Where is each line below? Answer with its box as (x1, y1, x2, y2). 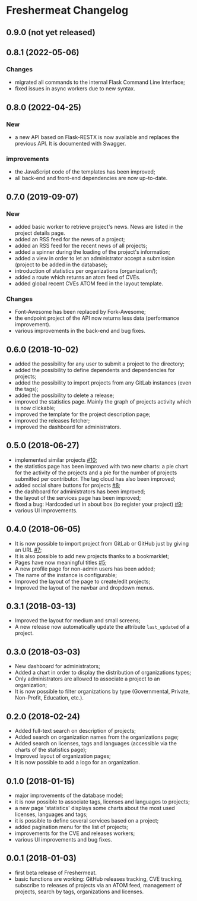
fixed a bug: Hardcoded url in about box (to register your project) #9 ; (14, 500, 183, 508)
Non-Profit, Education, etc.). (14, 694, 84, 701)
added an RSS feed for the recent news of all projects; (14, 242, 148, 249)
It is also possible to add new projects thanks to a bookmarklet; (14, 552, 170, 559)
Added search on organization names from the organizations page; (14, 733, 179, 741)
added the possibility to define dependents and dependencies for (14, 367, 175, 374)
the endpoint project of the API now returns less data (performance (14, 314, 180, 322)
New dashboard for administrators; (14, 663, 101, 670)
